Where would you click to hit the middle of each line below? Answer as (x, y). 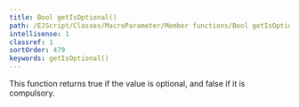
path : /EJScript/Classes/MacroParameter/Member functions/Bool (129, 26)
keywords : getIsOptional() (59, 58)
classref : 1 (31, 42)
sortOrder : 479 (37, 50)
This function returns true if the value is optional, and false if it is (127, 84)
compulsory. (32, 93)
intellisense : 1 (39, 34)
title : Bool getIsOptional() (63, 17)
